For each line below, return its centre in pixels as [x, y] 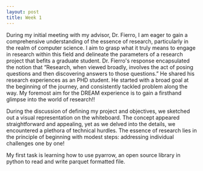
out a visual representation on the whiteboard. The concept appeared [93, 117]
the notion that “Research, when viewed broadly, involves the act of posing [100, 67]
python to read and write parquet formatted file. [66, 161]
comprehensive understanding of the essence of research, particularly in [98, 41]
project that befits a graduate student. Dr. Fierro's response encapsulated [98, 61]
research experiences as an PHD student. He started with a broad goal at [98, 80]
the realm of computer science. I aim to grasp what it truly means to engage [101, 48]
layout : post [23, 12]
